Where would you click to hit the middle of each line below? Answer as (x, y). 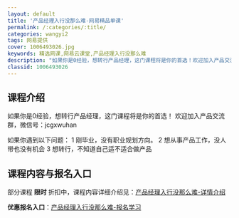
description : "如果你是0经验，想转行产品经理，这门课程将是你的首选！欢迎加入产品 (116, 61)
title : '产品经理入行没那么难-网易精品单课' (66, 21)
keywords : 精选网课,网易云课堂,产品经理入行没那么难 (77, 54)
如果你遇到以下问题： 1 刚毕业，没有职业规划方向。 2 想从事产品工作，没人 (117, 140)
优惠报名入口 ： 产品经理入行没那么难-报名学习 (74, 207)
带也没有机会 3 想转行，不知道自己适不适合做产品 (80, 149)
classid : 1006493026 (38, 67)
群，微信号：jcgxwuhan (42, 125)
